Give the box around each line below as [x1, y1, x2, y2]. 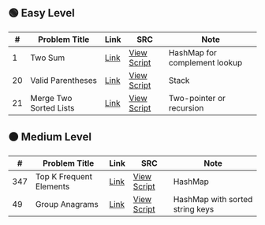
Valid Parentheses [30, 74, 97, 85]
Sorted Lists [30, 102, 75, 113]
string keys [173, 204, 215, 215]
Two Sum [30, 52, 65, 63]
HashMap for [168, 47, 217, 58]
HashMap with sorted [173, 193, 253, 204]
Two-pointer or [168, 92, 226, 103]
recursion [168, 102, 204, 113]
